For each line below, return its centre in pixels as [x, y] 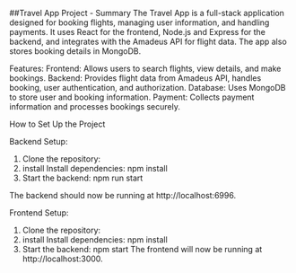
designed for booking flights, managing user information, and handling [139, 22]
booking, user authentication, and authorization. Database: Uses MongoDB [148, 88]
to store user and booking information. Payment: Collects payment [132, 97]
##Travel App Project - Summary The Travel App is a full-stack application [147, 13]
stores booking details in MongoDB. [75, 51]
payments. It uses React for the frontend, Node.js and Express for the [138, 32]
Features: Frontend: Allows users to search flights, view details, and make [145, 68]
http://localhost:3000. [62, 259]
